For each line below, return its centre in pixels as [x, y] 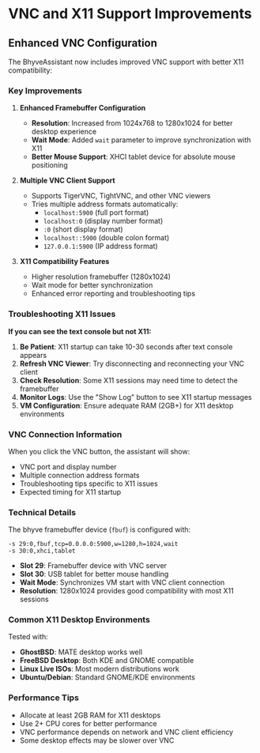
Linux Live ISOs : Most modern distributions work [99, 669]
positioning [50, 165]
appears [33, 355]
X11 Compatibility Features [64, 262]
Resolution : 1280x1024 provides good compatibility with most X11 [127, 591]
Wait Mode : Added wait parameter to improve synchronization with [141, 140]
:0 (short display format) [83, 229]
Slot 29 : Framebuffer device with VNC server [93, 566]
